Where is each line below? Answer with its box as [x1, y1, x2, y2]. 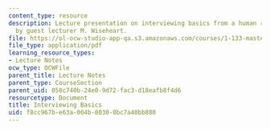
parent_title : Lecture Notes [8, 71, 106, 79]
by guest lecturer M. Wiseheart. [15, 26, 128, 34]
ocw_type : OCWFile [8, 64, 70, 72]
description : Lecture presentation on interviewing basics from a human [8, 19, 257, 27]
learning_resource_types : [8, 49, 95, 57]
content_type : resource [8, 11, 88, 20]
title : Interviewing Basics [8, 101, 103, 109]
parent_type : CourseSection [8, 79, 103, 87]
